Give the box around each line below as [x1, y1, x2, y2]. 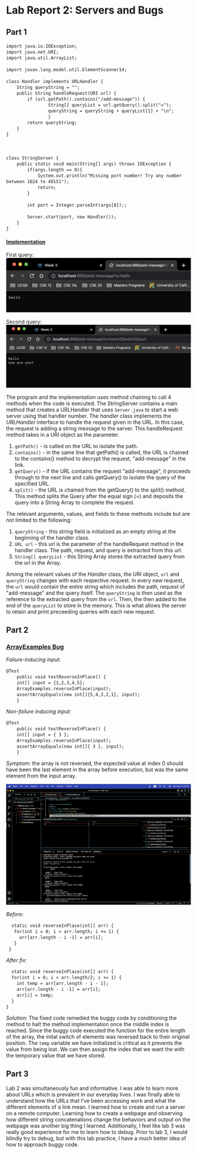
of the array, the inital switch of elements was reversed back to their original [6, 1033, 190, 1040]
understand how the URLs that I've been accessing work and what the [6, 1097, 176, 1104]
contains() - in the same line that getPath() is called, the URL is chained [14, 449, 189, 456]
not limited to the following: [6, 516, 72, 523]
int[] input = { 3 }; [16, 732, 69, 738]
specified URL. [14, 480, 50, 487]
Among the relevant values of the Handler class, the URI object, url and [6, 571, 180, 578]
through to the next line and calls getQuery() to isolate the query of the [14, 473, 186, 480]
